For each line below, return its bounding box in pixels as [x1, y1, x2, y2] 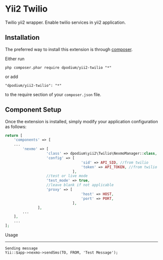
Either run [5, 56, 25, 62]
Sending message [5, 246, 38, 251]
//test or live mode [46, 174, 88, 179]
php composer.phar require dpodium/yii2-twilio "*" [5, 65, 112, 70]
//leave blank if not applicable [46, 183, 114, 188]
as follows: [5, 124, 27, 130]
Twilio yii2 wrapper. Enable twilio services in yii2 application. [5, 19, 126, 25]
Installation [5, 33, 40, 42]
